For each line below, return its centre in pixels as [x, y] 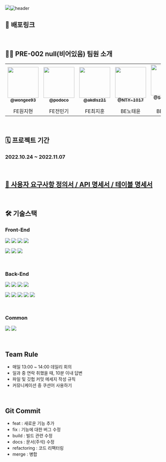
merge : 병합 [25, 454]
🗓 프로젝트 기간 [27, 141]
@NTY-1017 [131, 100]
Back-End [17, 274]
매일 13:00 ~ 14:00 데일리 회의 [42, 367]
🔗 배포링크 [20, 25]
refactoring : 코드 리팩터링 [38, 448]
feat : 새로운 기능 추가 [33, 423]
